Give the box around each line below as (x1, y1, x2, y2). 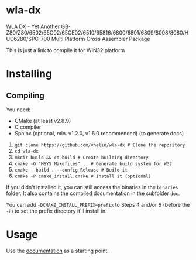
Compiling (6, 90, 45, 100)
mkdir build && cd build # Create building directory (14, 155, 149, 160)
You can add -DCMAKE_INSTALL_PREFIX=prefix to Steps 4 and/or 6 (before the (6, 201, 190, 208)
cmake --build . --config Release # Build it (14, 167, 128, 173)
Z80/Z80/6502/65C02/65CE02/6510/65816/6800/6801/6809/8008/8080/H (6, 29, 189, 36)
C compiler (14, 124, 42, 131)
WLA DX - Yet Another (6, 23, 60, 30)
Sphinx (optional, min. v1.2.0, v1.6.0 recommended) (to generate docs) (14, 129, 184, 136)
